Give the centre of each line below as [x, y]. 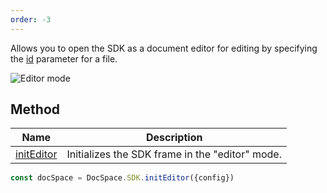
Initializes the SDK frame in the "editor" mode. [174, 154]
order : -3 [31, 19]
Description [174, 138]
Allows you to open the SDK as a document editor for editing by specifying [164, 48]
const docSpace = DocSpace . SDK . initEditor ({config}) [122, 178]
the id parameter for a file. [64, 58]
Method [35, 109]
